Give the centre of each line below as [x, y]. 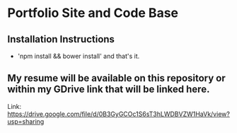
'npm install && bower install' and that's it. [79, 56]
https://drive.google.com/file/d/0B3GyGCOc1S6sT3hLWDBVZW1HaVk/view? [118, 114]
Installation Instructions [61, 39]
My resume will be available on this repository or [117, 78]
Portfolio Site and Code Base [93, 13]
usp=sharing [26, 121]
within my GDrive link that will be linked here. [109, 89]
